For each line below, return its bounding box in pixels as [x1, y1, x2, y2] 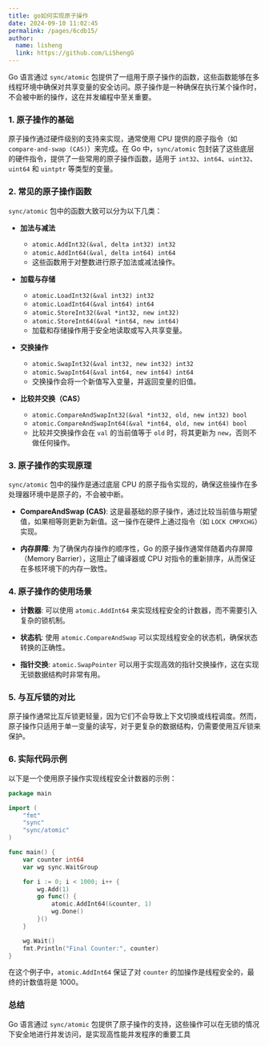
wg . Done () [50, 908, 84, 916]
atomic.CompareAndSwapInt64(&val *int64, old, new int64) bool [31, 419, 248, 428]
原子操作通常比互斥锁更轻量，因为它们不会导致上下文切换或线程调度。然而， [8, 711, 261, 721]
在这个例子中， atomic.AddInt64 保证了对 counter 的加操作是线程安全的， [8, 967, 248, 977]
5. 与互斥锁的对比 [8, 692, 76, 703]
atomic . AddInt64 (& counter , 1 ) [50, 900, 152, 908]
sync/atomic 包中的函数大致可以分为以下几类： [8, 206, 163, 215]
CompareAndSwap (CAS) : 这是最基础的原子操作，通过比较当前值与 [19, 507, 244, 516]
